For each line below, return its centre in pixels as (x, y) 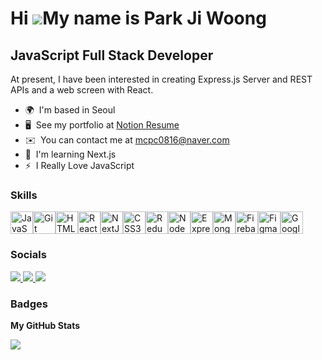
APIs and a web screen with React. (82, 90)
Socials (28, 255)
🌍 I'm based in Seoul (70, 110)
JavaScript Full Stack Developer (112, 55)
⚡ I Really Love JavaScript (79, 165)
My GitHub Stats (45, 325)
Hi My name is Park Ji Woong (138, 18)
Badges (29, 304)
